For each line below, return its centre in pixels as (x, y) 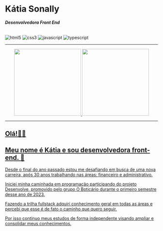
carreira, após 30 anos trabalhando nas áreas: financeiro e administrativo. (79, 174)
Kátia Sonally (32, 9)
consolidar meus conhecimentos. (38, 223)
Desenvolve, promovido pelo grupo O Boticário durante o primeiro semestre (81, 189)
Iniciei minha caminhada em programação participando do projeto (71, 184)
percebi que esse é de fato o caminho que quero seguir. (61, 209)
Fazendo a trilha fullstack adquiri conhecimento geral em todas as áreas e (79, 204)
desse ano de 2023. (25, 194)
